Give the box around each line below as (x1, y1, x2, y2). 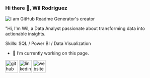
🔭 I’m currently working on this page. (12, 50, 89, 56)
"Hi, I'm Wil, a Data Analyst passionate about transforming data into (5, 25, 145, 31)
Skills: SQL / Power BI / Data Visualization (5, 40, 92, 46)
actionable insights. (5, 31, 46, 37)
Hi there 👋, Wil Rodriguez (5, 4, 68, 11)
